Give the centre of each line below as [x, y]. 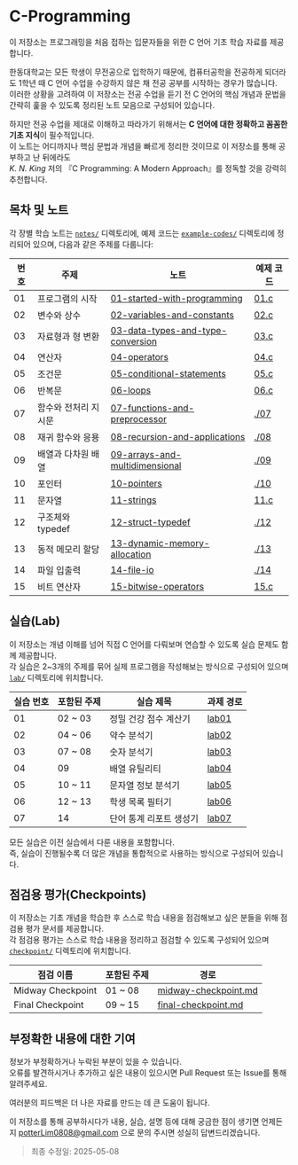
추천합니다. [28, 179]
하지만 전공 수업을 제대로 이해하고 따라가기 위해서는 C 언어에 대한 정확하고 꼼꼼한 [149, 124]
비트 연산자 [59, 587]
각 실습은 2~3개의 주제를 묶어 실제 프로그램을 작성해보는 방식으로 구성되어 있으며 [149, 666]
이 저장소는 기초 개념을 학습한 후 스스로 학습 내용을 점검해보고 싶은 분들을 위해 [144, 918]
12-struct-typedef [150, 522]
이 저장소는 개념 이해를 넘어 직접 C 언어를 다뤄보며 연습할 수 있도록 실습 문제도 [144, 644]
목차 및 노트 [39, 210]
